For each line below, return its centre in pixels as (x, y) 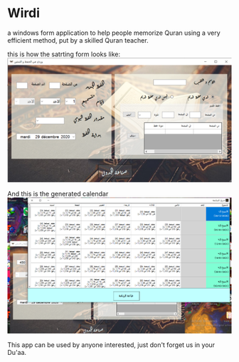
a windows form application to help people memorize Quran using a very (114, 33)
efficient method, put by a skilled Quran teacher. (78, 40)
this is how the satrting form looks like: (64, 54)
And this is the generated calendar (58, 193)
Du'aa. (17, 352)
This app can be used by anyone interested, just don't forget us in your (111, 345)
